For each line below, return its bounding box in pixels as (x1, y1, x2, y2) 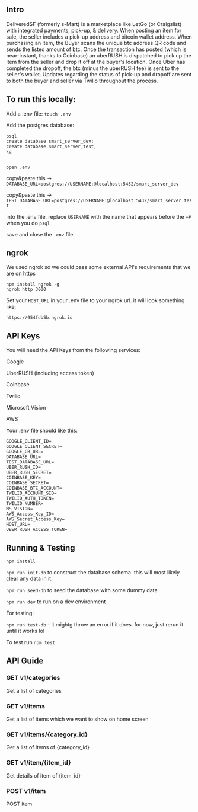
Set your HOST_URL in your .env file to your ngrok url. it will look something (6, 297, 185, 304)
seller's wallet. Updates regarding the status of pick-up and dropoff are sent (6, 71, 192, 78)
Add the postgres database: (6, 122, 74, 129)
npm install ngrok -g (6, 282, 60, 287)
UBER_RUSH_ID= (6, 465, 41, 471)
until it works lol (6, 628, 45, 635)
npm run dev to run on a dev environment (6, 598, 106, 605)
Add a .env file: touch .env (6, 110, 71, 117)
